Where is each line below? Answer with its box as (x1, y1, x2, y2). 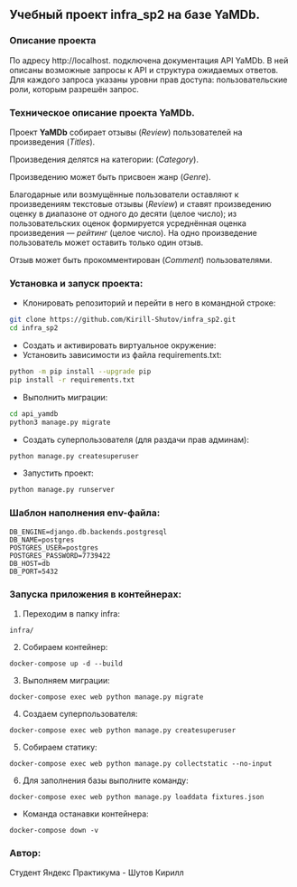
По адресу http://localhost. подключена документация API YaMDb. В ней (9, 54, 289, 66)
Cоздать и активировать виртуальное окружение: (22, 340, 217, 351)
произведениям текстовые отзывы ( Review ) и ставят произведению (9, 198, 273, 209)
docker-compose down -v (9, 826, 99, 835)
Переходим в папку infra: (22, 608, 120, 618)
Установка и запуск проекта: (9, 277, 144, 289)
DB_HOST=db (9, 559, 51, 568)
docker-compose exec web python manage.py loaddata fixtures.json (9, 792, 265, 801)
